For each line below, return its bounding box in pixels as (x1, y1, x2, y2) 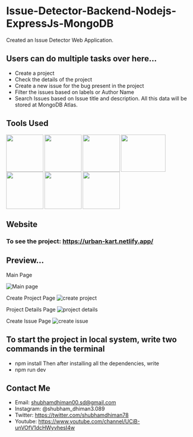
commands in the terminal (6, 344, 105, 354)
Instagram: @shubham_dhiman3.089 (14, 405, 105, 413)
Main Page (6, 271, 33, 278)
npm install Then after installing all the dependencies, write (14, 360, 159, 367)
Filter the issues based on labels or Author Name (14, 88, 135, 96)
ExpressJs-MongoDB (6, 17, 114, 30)
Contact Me (6, 383, 50, 393)
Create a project (14, 70, 55, 77)
